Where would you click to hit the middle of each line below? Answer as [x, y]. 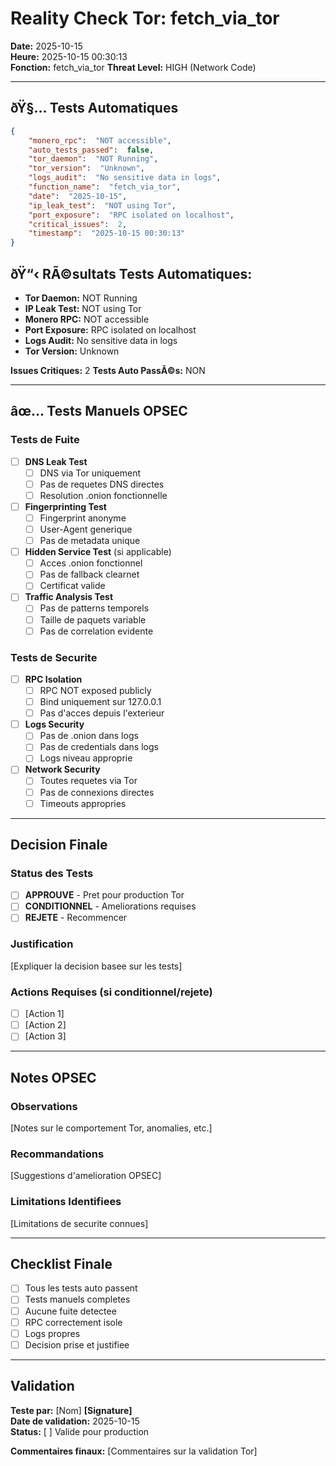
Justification [42, 944]
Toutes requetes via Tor [88, 781]
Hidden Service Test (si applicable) [98, 552]
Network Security [62, 769]
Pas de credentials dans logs [99, 747]
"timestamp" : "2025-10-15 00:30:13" [107, 233]
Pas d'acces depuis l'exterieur [102, 713]
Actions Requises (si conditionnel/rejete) [111, 992]
